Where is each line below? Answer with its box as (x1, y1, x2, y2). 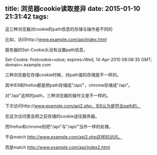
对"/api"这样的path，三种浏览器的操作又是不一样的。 (5, 92, 111, 98)
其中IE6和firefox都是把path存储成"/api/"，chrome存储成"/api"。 (5, 82, 133, 88)
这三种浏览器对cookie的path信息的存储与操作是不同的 (5, 26, 113, 32)
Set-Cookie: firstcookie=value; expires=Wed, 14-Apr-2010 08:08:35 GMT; (5, 57, 152, 62)
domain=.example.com (5, 61, 51, 67)
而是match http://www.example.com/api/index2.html (5, 144, 110, 150)
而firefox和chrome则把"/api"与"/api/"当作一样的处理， (5, 123, 113, 129)
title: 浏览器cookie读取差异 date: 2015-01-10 (5, 4, 140, 13)
